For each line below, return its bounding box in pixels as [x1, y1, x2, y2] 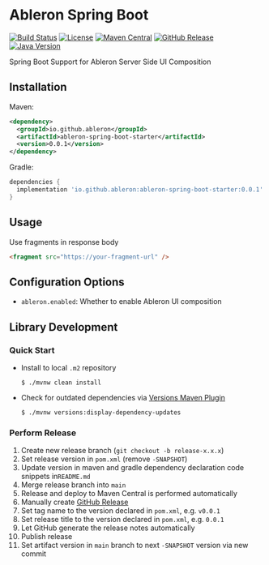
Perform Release [9, 427, 77, 439]
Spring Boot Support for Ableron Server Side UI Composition [9, 57, 211, 66]
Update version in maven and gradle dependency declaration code [20, 463, 245, 473]
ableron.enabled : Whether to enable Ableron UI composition [20, 297, 222, 306]
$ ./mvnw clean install [20, 379, 102, 387]
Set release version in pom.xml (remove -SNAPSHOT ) [20, 454, 188, 464]
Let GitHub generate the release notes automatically [20, 523, 195, 533]
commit [20, 549, 47, 559]
